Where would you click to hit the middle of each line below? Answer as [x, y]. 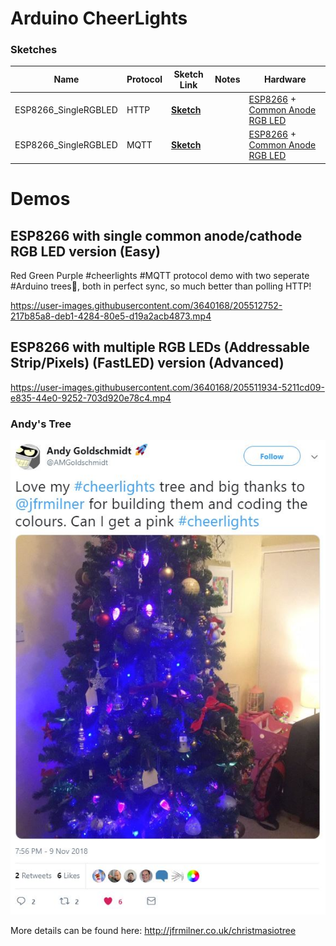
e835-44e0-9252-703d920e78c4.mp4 [91, 398]
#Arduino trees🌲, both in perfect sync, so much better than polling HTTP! [161, 286]
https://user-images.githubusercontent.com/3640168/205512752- [146, 305]
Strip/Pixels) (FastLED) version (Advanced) [147, 363]
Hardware [285, 79]
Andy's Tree [41, 424]
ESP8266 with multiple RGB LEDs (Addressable [160, 347]
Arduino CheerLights [99, 18]
